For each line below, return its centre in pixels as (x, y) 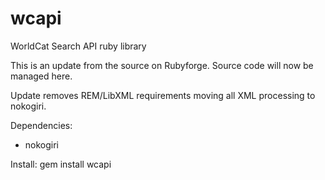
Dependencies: (41, 125)
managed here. (41, 76)
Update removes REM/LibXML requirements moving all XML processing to (163, 95)
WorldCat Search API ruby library (78, 46)
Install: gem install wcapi (61, 164)
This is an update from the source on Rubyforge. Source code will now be (162, 65)
